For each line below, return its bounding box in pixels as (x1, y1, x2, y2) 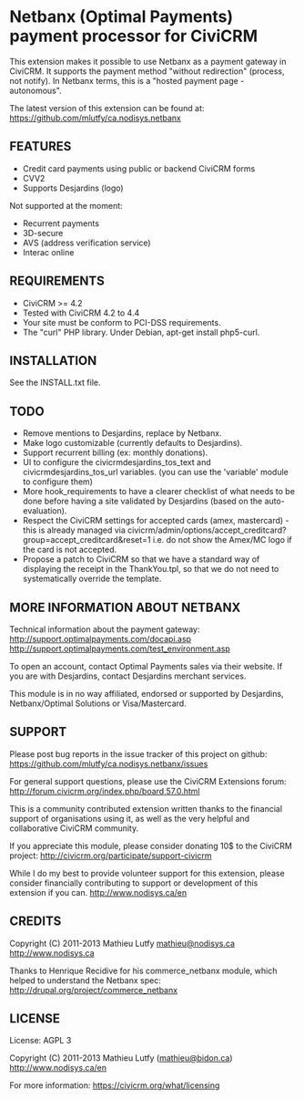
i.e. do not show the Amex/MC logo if (152, 534, 293, 545)
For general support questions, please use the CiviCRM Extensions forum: (9, 775, 287, 786)
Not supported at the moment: (9, 200, 123, 211)
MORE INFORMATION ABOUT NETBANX (9, 599, 241, 615)
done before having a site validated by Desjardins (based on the (22, 495, 263, 507)
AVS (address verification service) (22, 237, 152, 248)
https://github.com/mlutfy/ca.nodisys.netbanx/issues (9, 758, 208, 769)
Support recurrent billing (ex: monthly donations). (22, 447, 208, 458)
